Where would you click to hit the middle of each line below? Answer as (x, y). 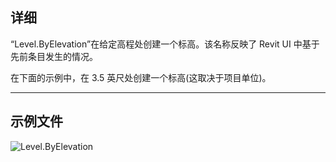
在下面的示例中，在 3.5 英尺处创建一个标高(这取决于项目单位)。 (141, 77)
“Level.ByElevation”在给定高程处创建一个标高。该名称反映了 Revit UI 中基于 (165, 44)
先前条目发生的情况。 (54, 56)
